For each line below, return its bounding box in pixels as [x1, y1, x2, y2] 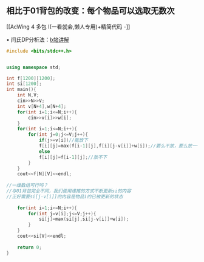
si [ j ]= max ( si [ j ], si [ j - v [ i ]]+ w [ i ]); [38, 216, 129, 223]
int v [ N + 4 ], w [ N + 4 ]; [17, 103, 67, 109]
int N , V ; [17, 92, 39, 98]
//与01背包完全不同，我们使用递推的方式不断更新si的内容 [6, 188, 132, 194]
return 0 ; [17, 244, 42, 250]
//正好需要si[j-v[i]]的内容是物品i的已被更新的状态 [6, 193, 123, 200]
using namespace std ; [6, 64, 61, 70]
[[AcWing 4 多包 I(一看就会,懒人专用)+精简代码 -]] [6, 23, 131, 30]
